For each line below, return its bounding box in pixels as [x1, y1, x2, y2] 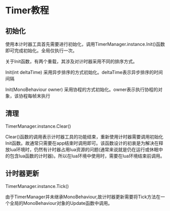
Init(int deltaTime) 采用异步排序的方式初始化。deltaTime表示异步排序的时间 [5, 69, 163, 75]
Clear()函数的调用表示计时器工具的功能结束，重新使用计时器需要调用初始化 [5, 133, 164, 139]
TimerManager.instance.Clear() [5, 123, 71, 129]
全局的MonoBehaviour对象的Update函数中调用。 [9, 200, 113, 206]
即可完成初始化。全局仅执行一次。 [5, 48, 77, 54]
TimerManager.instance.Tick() [5, 183, 69, 189]
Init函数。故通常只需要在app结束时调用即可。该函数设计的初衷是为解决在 [5, 140, 159, 146]
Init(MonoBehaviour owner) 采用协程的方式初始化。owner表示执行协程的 [5, 86, 158, 92]
